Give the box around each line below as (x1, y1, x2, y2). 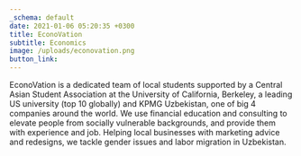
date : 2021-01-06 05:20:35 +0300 (9, 22, 135, 30)
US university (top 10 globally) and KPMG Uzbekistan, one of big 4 (9, 99, 257, 108)
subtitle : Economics (9, 38, 87, 48)
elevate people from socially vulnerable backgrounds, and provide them (9, 117, 277, 128)
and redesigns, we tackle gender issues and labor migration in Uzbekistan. (9, 136, 287, 147)
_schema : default (9, 13, 75, 22)
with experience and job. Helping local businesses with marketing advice (9, 127, 280, 137)
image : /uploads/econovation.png (9, 47, 135, 56)
